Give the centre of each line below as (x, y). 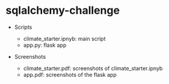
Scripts (23, 27)
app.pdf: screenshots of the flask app (70, 74)
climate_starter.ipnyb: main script (64, 38)
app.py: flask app (45, 45)
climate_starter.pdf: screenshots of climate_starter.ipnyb (93, 68)
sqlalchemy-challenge (63, 10)
